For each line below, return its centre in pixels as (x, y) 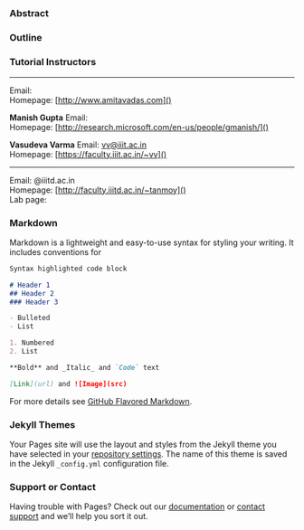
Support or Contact (53, 487)
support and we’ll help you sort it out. (79, 516)
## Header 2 (32, 293)
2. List (24, 352)
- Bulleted (30, 318)
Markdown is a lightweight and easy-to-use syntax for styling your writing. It (152, 242)
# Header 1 (30, 285)
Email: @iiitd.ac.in (42, 180)
